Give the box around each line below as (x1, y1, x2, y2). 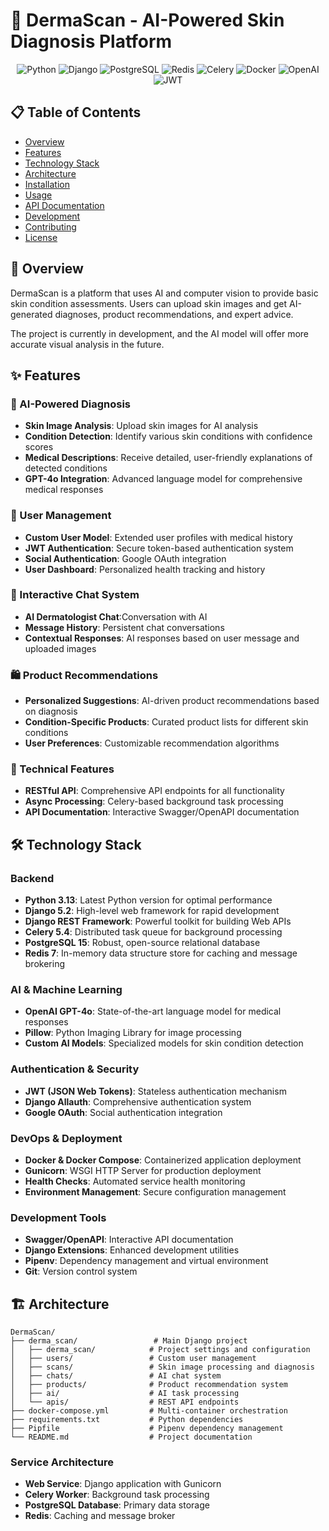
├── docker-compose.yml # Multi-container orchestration (10, 1406, 288, 1416)
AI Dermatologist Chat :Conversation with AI (24, 610, 208, 623)
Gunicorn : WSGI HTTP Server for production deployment (24, 1165, 262, 1177)
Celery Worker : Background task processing (24, 1489, 210, 1501)
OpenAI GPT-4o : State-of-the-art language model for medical (24, 1005, 282, 1018)
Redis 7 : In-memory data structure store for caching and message (24, 947, 298, 959)
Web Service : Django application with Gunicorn (24, 1478, 222, 1490)
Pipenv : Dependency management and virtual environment (24, 1255, 269, 1267)
